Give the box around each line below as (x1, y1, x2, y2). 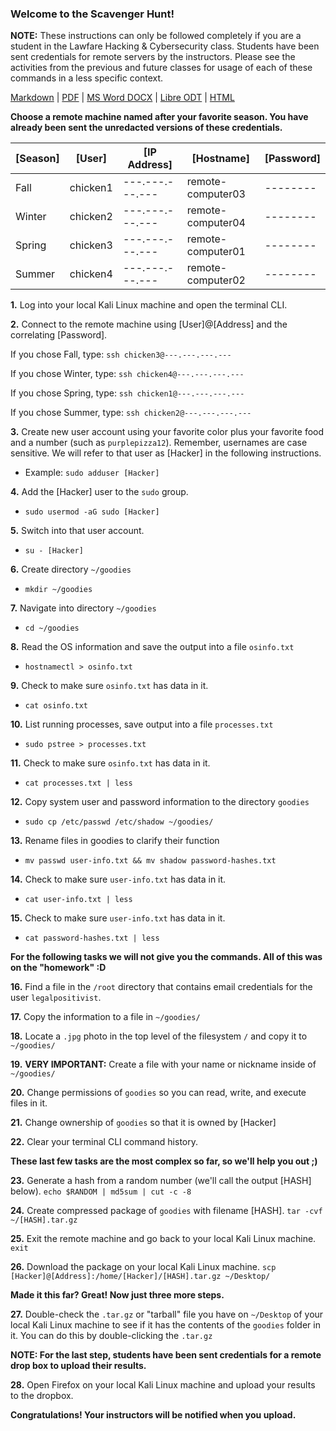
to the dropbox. (10, 1390, 74, 1402)
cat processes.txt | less (24, 778, 133, 789)
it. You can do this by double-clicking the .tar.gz (10, 1330, 213, 1342)
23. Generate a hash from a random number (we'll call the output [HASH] (10, 1175, 312, 1187)
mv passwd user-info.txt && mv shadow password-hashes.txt (24, 856, 277, 866)
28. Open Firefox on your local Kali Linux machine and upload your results (10, 1379, 316, 1391)
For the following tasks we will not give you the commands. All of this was (10, 951, 323, 963)
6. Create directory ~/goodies (10, 563, 132, 576)
